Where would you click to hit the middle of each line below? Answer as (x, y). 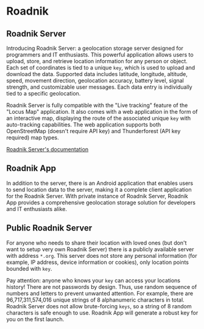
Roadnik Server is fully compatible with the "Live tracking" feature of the (97, 105)
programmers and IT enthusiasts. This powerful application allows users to (100, 55)
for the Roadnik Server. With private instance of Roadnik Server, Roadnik (97, 196)
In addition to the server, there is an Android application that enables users (100, 183)
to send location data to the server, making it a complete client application (99, 189)
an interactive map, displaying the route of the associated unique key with (98, 118)
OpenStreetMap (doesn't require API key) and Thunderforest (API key (93, 131)
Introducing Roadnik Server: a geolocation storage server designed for (95, 48)
